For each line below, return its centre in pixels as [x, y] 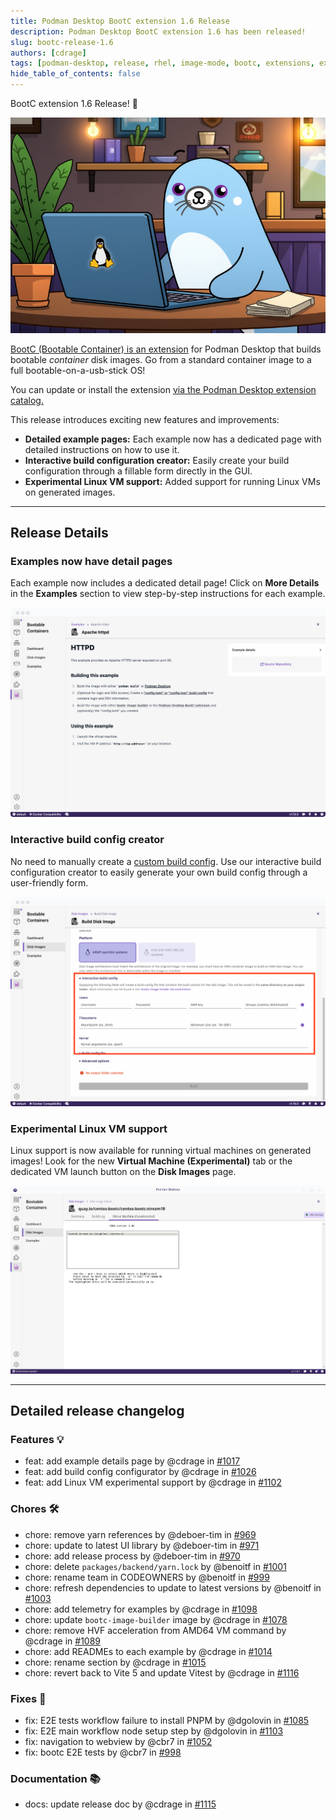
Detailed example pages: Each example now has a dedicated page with [173, 439]
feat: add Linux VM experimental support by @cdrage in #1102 [153, 1482]
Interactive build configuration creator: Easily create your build [157, 460]
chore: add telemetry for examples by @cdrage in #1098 [141, 1609]
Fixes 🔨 [28, 1698]
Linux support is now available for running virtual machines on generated [161, 1151]
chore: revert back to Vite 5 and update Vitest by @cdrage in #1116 [162, 1672]
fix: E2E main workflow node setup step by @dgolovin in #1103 [154, 1731]
